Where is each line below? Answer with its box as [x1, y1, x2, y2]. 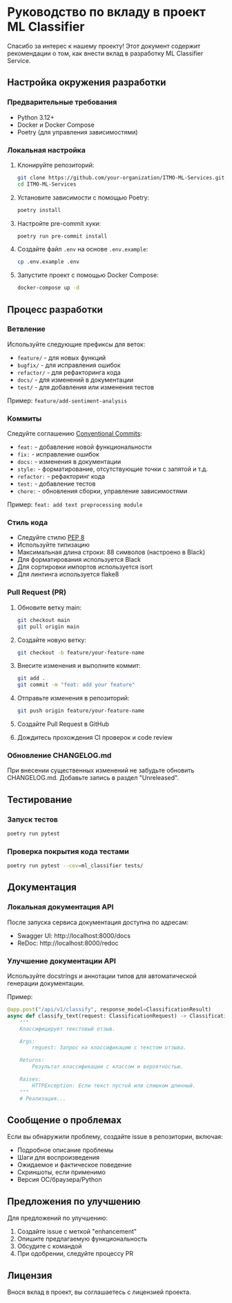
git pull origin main [17, 623, 79, 630]
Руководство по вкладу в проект [7, 4, 206, 20]
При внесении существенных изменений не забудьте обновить [7, 766, 195, 774]
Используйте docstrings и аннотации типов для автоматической [7, 972, 197, 980]
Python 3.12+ [17, 113, 55, 121]
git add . [17, 675, 46, 682]
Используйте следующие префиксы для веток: [7, 340, 146, 348]
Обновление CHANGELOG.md [7, 750, 112, 760]
